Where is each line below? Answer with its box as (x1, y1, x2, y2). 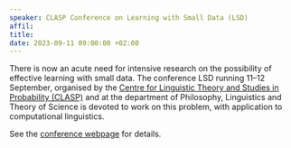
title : (9, 30, 34, 39)
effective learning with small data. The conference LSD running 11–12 (9, 73, 266, 84)
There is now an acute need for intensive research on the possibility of (9, 63, 273, 74)
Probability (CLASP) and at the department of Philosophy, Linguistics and (9, 92, 282, 103)
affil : (9, 22, 34, 31)
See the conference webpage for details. (9, 128, 162, 140)
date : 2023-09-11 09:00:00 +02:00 (9, 38, 140, 48)
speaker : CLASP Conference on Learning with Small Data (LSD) (9, 13, 249, 23)
